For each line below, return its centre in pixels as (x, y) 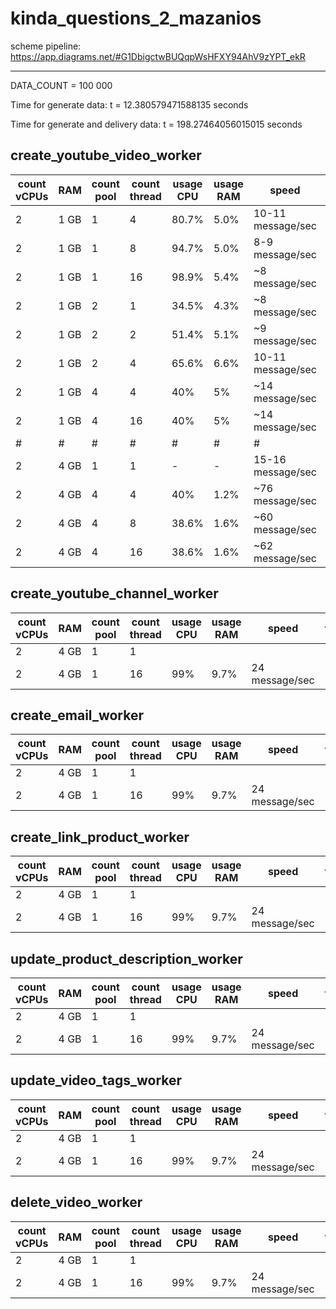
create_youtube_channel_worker (114, 593)
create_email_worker (77, 715)
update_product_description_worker (126, 958)
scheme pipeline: (46, 46)
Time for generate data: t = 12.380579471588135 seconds (129, 104)
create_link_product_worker (100, 837)
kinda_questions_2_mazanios (136, 18)
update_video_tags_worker (96, 1080)
